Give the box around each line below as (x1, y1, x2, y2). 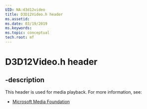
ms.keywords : (5, 26, 32, 31)
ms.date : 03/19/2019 (5, 21, 48, 26)
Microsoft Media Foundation (12, 99, 70, 105)
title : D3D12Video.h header (5, 12, 63, 17)
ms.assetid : (5, 16, 30, 21)
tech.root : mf (5, 35, 35, 40)
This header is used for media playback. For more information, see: (5, 89, 142, 95)
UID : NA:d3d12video (5, 7, 46, 12)
